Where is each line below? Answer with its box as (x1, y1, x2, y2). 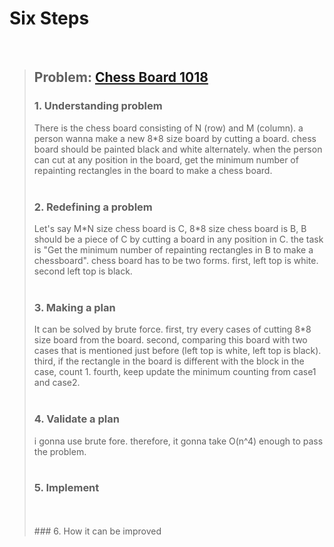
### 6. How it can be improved (33, 525, 162, 537)
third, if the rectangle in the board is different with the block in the (33, 355, 305, 367)
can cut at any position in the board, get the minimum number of (33, 153, 299, 166)
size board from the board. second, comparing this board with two (33, 334, 308, 346)
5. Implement (33, 481, 100, 495)
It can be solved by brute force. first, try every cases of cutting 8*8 (33, 323, 312, 336)
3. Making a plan (33, 300, 116, 314)
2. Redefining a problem (33, 200, 153, 214)
